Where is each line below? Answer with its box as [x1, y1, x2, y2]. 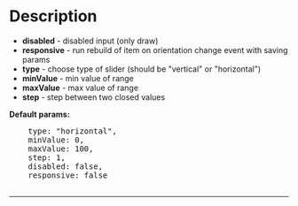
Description [9, 6, 98, 27]
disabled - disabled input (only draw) [21, 35, 159, 46]
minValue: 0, [27, 134, 84, 145]
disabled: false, [27, 161, 104, 172]
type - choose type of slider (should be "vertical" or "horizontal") [21, 64, 262, 74]
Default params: [9, 109, 71, 119]
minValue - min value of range [21, 72, 135, 83]
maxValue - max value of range [21, 82, 139, 93]
